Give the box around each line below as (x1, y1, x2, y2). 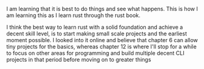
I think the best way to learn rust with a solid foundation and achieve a (6, 24, 183, 31)
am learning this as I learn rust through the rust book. (6, 12, 141, 19)
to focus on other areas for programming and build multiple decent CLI (6, 49, 185, 57)
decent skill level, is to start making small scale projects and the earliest (6, 30, 187, 37)
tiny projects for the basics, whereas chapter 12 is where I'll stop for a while (6, 43, 197, 50)
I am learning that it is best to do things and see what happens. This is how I (6, 5, 198, 12)
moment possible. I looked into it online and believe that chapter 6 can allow (6, 37, 198, 43)
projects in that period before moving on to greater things (6, 56, 151, 63)
